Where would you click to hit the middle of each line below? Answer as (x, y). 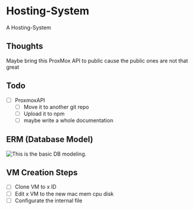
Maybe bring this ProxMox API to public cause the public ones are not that (97, 60)
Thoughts (25, 46)
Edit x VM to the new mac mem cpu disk (64, 194)
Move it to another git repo (56, 107)
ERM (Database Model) (50, 139)
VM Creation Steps (42, 173)
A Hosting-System (29, 27)
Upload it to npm (44, 113)
